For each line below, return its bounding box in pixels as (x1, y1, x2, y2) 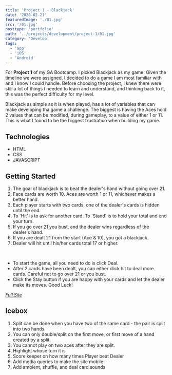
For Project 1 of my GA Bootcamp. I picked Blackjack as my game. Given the (5, 69, 166, 76)
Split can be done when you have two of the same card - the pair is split (12, 320, 165, 326)
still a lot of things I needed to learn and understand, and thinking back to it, (5, 86, 165, 92)
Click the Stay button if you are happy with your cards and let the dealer (12, 276, 165, 283)
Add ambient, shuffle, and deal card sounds (12, 364, 106, 370)
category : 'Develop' (5, 36, 50, 42)
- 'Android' (10, 55, 36, 61)
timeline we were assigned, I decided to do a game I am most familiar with (5, 75, 162, 81)
